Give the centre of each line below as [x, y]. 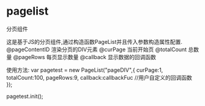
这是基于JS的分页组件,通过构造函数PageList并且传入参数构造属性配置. [94, 41]
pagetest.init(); [25, 96]
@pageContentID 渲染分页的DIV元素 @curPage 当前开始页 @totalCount [97, 49]
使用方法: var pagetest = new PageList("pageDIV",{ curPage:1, [85, 70]
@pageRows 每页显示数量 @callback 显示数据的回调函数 [84, 57]
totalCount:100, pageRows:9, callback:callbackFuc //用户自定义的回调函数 [99, 77]
